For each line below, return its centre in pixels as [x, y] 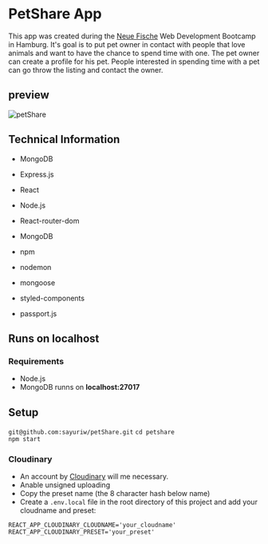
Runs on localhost [54, 338]
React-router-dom [49, 220]
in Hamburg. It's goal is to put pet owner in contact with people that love [127, 44]
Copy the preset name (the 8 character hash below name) [115, 494]
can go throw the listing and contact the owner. [86, 69]
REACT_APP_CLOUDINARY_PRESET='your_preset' [82, 532]
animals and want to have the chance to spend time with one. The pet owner [134, 53]
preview [29, 95]
